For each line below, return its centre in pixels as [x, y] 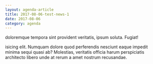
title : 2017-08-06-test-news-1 [37, 14]
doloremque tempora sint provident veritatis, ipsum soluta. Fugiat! [72, 37]
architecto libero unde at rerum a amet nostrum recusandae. [66, 58]
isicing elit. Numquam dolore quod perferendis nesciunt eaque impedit [76, 47]
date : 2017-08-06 [23, 19]
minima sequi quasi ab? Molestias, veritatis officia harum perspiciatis [75, 52]
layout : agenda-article [30, 10]
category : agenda [23, 23]
